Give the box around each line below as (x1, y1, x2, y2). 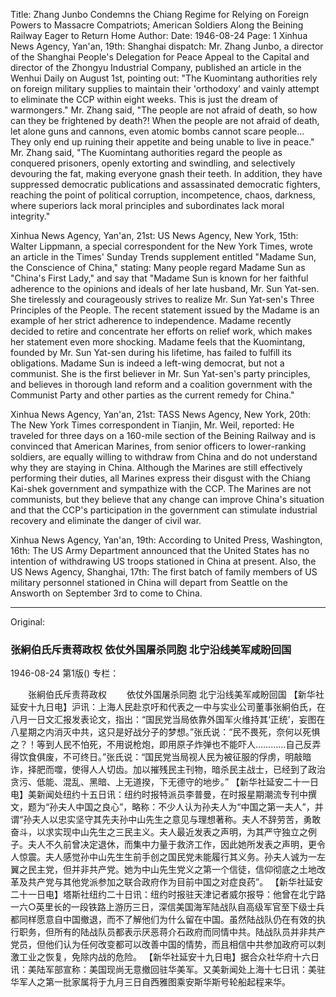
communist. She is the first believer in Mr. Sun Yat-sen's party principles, (10, 368, 311, 379)
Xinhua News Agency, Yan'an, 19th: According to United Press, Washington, (10, 534, 323, 546)
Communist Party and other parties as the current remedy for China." (10, 389, 295, 401)
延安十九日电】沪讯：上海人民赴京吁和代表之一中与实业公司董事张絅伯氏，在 (10, 701, 326, 713)
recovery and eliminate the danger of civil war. (10, 515, 202, 526)
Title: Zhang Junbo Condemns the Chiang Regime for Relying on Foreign (10, 9, 310, 20)
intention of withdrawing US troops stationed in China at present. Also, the (10, 555, 317, 567)
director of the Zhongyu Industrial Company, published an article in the (10, 62, 302, 73)
